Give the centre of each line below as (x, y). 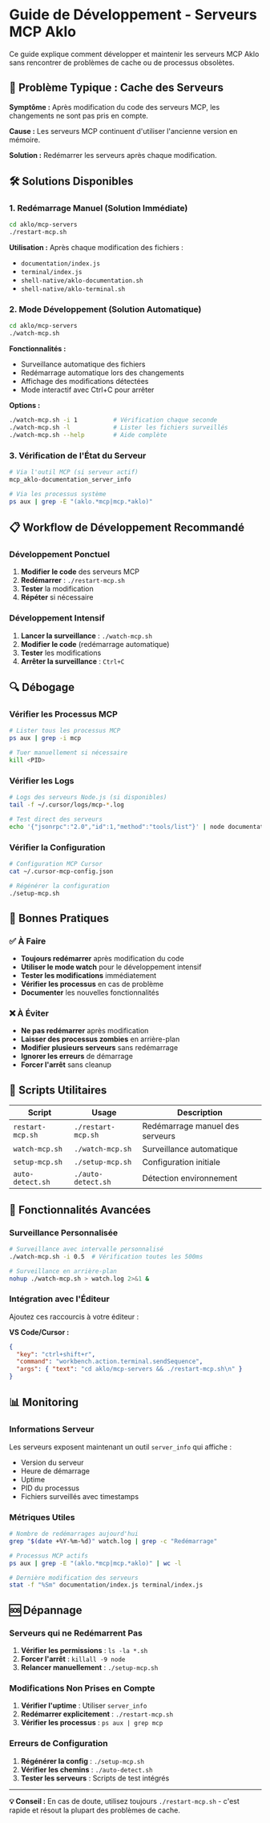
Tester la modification (57, 589)
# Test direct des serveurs (56, 819)
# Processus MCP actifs (49, 1556)
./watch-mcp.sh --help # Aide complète (88, 435)
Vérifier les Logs (42, 781)
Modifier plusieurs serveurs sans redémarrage (99, 1048)
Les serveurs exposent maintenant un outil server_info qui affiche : (120, 1447)
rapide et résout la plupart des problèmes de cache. (95, 1810)
